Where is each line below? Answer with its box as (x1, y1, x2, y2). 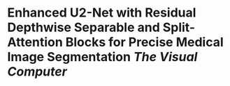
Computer (7, 64, 68, 80)
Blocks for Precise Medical (65, 35, 224, 50)
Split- (162, 19, 196, 35)
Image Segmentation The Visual (7, 49, 198, 65)
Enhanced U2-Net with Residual (7, 5, 196, 21)
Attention (7, 35, 63, 50)
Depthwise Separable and (7, 19, 161, 35)
